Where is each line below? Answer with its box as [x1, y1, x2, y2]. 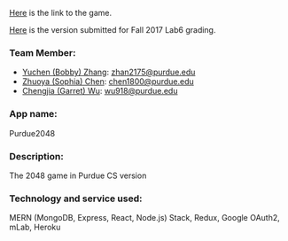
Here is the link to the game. [9, 8, 113, 18]
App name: [9, 108, 58, 120]
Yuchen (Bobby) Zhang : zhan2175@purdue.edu [21, 66, 196, 78]
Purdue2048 [9, 128, 56, 138]
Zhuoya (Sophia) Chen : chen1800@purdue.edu [21, 76, 195, 87]
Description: [9, 150, 64, 162]
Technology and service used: [9, 192, 143, 205]
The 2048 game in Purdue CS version [9, 170, 147, 181]
